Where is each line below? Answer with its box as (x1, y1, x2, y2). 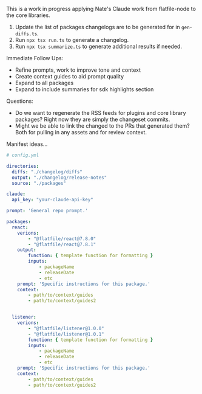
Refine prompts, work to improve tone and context (15, 66, 141, 74)
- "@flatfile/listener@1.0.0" (28, 325, 104, 331)
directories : (6, 163, 39, 169)
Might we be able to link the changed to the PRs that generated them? (15, 122, 190, 130)
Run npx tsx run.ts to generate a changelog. (15, 36, 129, 43)
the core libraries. (6, 12, 50, 19)
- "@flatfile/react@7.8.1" (28, 241, 96, 247)
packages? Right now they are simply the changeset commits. (15, 116, 170, 123)
